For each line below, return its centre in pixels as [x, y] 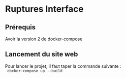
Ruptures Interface [44, 9]
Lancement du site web [42, 54]
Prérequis [20, 27]
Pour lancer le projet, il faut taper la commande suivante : [63, 66]
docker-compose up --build [35, 71]
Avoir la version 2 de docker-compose [44, 39]
